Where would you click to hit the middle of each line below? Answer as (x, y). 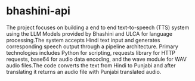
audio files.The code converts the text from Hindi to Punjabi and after (91, 65)
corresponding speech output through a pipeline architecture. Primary (92, 46)
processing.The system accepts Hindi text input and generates (83, 40)
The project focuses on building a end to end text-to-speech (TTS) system (98, 27)
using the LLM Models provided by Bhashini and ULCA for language (89, 33)
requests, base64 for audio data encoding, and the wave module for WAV (96, 59)
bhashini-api (38, 11)
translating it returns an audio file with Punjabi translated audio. (84, 71)
